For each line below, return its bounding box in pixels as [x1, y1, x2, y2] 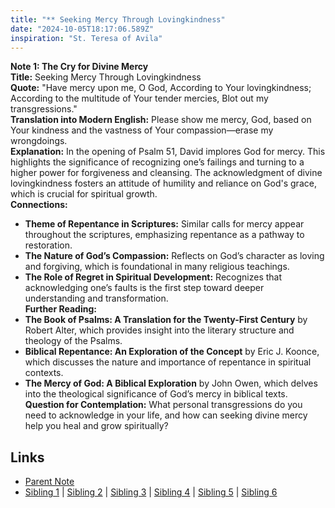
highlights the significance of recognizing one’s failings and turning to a [10, 156, 305, 168]
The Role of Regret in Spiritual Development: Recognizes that [24, 271, 283, 283]
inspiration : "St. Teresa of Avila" [10, 33, 163, 43]
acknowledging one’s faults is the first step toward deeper [24, 282, 265, 294]
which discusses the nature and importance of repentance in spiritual [24, 356, 312, 368]
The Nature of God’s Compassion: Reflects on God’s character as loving [24, 250, 325, 262]
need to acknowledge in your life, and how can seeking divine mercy [24, 409, 308, 421]
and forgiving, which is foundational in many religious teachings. [24, 261, 290, 273]
